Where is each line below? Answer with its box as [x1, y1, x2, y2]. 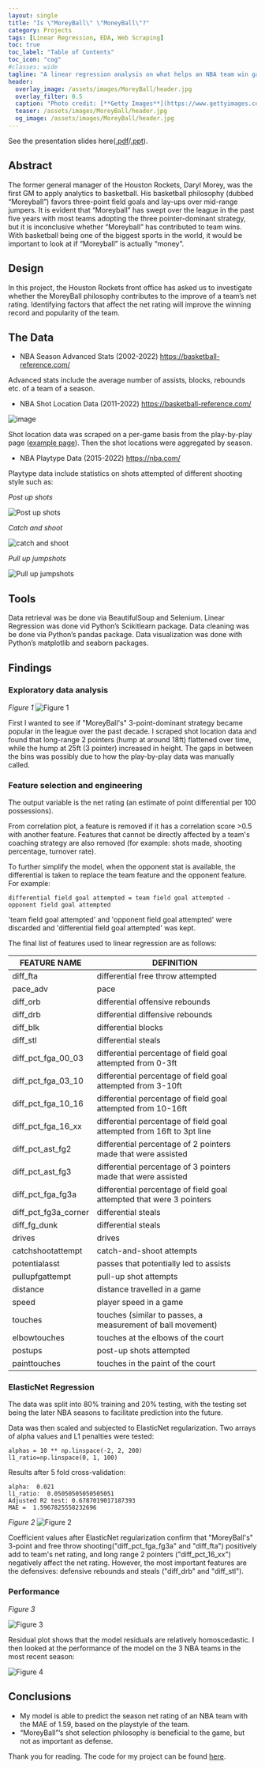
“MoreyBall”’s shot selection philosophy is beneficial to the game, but [19, 1728, 245, 1737]
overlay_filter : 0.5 [15, 92, 83, 100]
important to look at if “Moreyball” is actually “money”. [8, 239, 185, 248]
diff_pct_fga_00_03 [12, 1053, 84, 1064]
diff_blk [12, 1022, 39, 1033]
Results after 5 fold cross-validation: [8, 1468, 126, 1477]
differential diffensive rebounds [96, 1009, 213, 1020]
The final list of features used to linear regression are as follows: [8, 938, 217, 949]
